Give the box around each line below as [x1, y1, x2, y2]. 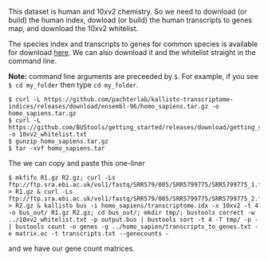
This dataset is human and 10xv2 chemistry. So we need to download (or [8, 7, 247, 16]
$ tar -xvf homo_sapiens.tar [8, 144, 105, 152]
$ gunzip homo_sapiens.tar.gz [8, 137, 109, 145]
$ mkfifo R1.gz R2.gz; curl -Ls [8, 174, 116, 182]
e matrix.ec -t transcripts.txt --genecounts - [8, 230, 170, 238]
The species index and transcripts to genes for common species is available [8, 39, 258, 49]
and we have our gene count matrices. [8, 243, 136, 253]
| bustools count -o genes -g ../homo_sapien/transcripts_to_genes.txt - [8, 223, 259, 231]
